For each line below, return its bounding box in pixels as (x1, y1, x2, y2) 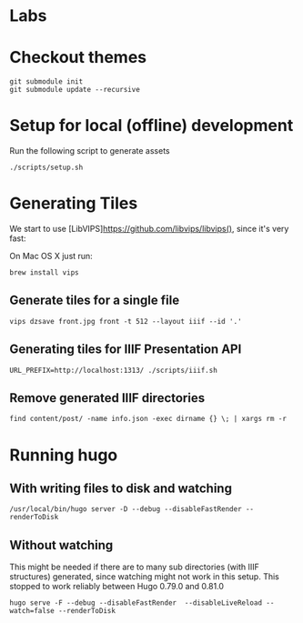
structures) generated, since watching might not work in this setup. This (9, 571, 279, 582)
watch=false (9, 607, 55, 616)
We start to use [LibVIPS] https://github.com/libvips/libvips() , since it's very (9, 224, 289, 234)
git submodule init (9, 77, 84, 86)
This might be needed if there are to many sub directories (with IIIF (9, 561, 259, 573)
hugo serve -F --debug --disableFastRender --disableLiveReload (9, 598, 262, 608)
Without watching (9, 538, 114, 553)
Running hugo (9, 445, 118, 465)
